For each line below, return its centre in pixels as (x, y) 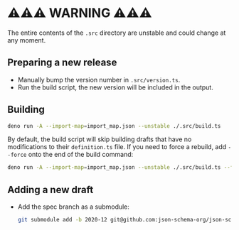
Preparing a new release (62, 63)
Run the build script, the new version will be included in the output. (115, 87)
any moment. (27, 40)
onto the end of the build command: (81, 155)
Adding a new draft (51, 190)
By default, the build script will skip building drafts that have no (100, 139)
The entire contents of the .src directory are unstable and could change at (117, 33)
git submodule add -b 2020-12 (63, 220)
